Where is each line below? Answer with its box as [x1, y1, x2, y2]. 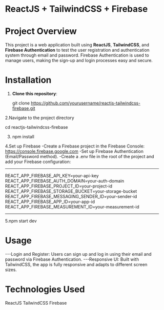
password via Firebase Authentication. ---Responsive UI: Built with [5, 256, 139, 262]
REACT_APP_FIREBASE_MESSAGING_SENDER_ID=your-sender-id [5, 194, 138, 200]
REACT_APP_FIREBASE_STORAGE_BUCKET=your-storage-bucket [5, 188, 137, 194]
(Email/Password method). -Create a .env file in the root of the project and [5, 154, 155, 160]
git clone [12, 100, 30, 106]
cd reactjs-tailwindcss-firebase [5, 124, 68, 130]
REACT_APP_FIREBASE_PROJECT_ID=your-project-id [5, 183, 113, 189]
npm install [12, 134, 35, 140]
